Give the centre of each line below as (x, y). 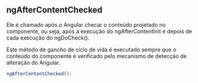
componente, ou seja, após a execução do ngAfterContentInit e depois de (99, 31)
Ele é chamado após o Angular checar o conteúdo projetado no (86, 24)
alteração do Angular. (33, 62)
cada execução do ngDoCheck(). (48, 38)
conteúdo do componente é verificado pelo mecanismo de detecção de (97, 56)
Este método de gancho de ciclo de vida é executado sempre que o (91, 49)
